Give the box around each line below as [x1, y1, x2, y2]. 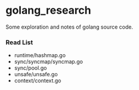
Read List [5, 38, 33, 46]
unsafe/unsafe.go [14, 71, 58, 78]
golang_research [5, 4, 92, 17]
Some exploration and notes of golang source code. [5, 23, 134, 30]
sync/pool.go [14, 64, 47, 72]
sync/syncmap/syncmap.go [14, 58, 83, 66]
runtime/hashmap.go [14, 52, 66, 59]
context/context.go [14, 77, 61, 84]
